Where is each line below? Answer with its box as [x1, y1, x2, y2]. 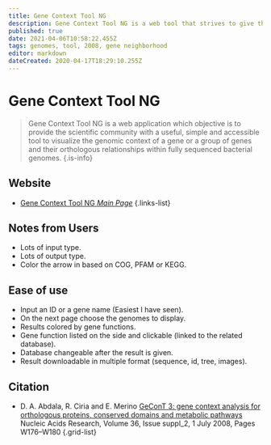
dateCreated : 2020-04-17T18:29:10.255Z [8, 57, 143, 66]
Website [8, 176, 51, 190]
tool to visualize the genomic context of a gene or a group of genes [27, 135, 252, 146]
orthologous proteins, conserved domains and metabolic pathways [19, 410, 244, 420]
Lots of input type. [19, 243, 81, 252]
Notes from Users [8, 222, 99, 235]
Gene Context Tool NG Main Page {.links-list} [19, 197, 171, 207]
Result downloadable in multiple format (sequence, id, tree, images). [19, 357, 248, 367]
